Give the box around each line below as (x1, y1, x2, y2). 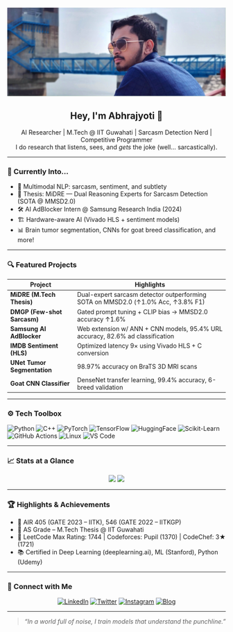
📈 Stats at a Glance (7, 456, 74, 466)
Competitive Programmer (80, 136, 153, 144)
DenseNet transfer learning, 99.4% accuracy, (77, 375, 207, 384)
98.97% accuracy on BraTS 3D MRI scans (77, 362, 198, 370)
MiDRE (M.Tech (10, 291, 56, 299)
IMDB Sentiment (10, 341, 59, 350)
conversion (77, 349, 110, 357)
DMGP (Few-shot (10, 307, 62, 316)
